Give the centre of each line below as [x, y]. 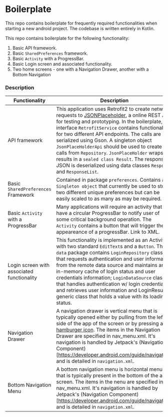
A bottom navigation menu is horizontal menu [109, 369]
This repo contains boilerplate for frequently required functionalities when [81, 23]
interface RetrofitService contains [97, 128]
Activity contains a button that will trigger [106, 226]
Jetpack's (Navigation [82, 394]
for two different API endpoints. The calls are [109, 134]
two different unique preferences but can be [108, 193]
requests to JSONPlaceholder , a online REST [108, 115]
